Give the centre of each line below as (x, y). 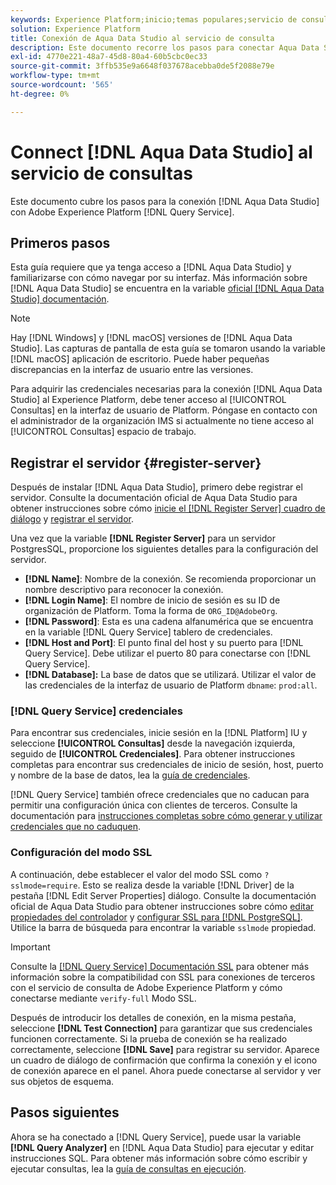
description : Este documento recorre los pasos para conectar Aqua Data (165, 47)
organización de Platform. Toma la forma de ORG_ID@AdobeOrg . (151, 611)
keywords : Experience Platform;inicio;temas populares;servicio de (154, 19)
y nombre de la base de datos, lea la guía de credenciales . (130, 775)
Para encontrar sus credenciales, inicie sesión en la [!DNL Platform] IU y (159, 733)
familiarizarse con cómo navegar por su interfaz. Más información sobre (159, 278)
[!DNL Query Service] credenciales (96, 711)
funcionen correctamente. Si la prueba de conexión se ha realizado (149, 1038)
